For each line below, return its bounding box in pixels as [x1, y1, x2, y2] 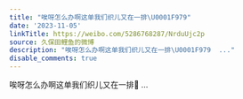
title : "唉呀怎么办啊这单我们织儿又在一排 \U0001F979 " [9, 12, 191, 22]
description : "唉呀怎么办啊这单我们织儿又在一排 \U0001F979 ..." [9, 46, 236, 55]
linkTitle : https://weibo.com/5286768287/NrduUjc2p [9, 29, 205, 38]
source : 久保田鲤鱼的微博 [9, 37, 95, 47]
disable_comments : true [9, 54, 98, 63]
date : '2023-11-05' [9, 21, 82, 30]
